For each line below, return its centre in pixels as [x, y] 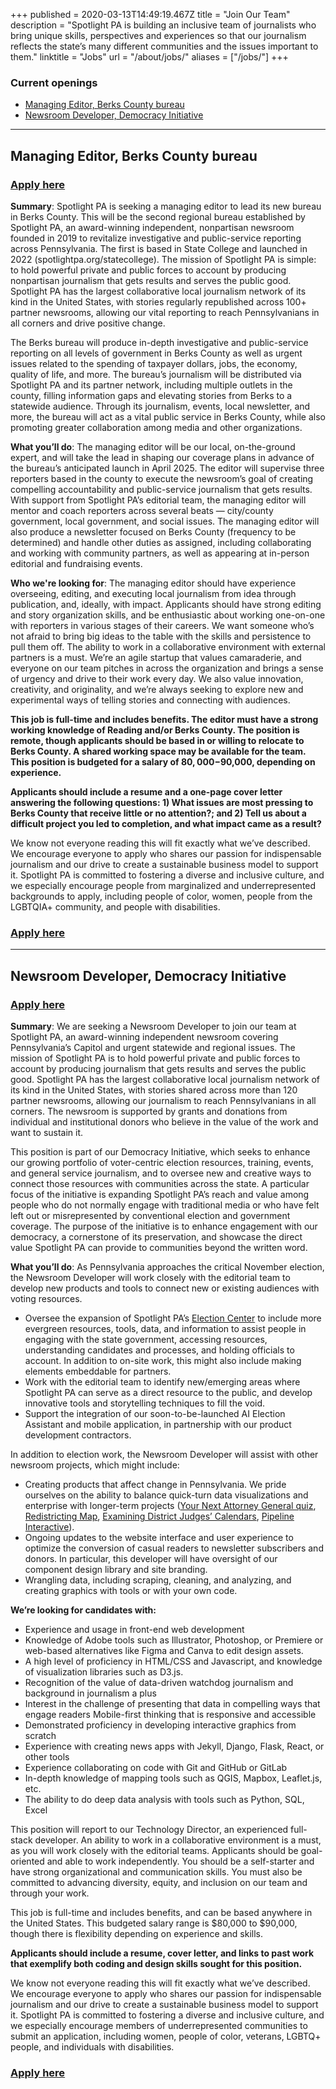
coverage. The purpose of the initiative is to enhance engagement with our [164, 1226]
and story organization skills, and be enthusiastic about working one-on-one [168, 615]
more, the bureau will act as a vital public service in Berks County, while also [168, 416]
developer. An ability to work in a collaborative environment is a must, [178, 1840]
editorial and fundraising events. [76, 563]
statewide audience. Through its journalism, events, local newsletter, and [160, 406]
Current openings [54, 82]
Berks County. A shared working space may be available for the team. [158, 751]
